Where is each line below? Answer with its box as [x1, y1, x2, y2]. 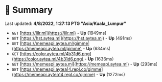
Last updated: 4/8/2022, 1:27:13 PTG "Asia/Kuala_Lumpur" [4, 20, 127, 26]
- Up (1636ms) [84, 56, 114, 61]
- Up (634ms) [82, 45, 111, 51]
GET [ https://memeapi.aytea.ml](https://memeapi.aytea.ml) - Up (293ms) [11, 61, 158, 67]
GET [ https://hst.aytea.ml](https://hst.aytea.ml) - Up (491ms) [11, 35, 132, 41]
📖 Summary [4, 4, 53, 16]
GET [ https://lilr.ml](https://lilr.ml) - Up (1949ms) [11, 30, 107, 36]
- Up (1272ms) [96, 71, 125, 77]
